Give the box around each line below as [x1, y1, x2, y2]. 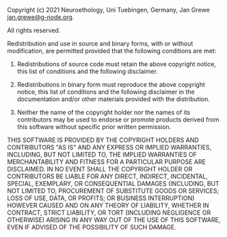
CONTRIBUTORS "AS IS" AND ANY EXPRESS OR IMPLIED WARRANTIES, [7, 143, 212, 151]
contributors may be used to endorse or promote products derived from [16, 115, 219, 124]
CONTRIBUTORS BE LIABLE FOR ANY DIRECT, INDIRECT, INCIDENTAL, [7, 172, 209, 180]
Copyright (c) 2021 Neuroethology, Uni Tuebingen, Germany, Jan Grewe [7, 6, 210, 14]
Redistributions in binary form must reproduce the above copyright [16, 81, 205, 88]
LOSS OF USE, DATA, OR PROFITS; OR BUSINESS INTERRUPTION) [7, 194, 195, 202]
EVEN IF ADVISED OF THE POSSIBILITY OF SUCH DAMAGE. [7, 223, 176, 231]
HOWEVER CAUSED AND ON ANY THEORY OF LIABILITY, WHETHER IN [7, 201, 210, 209]
